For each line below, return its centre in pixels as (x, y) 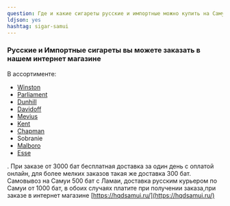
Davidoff (29, 109)
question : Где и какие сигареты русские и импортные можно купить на (108, 13)
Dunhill (27, 102)
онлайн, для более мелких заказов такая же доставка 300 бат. (99, 173)
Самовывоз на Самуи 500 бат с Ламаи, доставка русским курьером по (112, 181)
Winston (29, 87)
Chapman (31, 130)
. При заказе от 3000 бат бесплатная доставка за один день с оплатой (111, 166)
